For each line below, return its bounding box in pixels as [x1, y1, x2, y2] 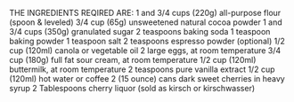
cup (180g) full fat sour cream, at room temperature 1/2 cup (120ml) [9, 55, 257, 65]
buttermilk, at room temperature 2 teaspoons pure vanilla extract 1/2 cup [9, 64, 275, 75]
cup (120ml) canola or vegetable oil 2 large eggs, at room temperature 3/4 [9, 45, 282, 56]
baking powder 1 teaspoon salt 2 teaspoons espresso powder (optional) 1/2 [9, 35, 285, 46]
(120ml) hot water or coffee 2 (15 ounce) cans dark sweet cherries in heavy [9, 74, 285, 83]
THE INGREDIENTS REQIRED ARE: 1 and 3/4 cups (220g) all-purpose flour [9, 8, 282, 18]
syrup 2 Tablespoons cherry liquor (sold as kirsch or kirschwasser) [9, 83, 256, 93]
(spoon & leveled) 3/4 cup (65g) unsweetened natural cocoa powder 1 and [9, 17, 282, 27]
